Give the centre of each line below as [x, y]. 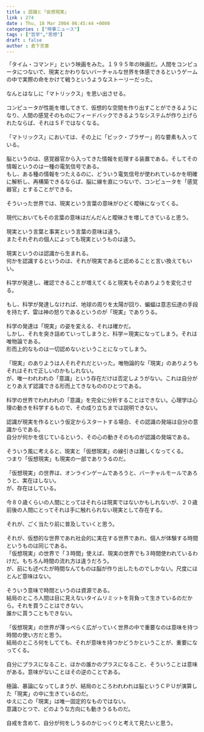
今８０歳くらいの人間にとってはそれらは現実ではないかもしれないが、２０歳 [102, 502]
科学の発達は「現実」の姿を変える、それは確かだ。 [70, 326]
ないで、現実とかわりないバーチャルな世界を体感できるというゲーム [112, 71]
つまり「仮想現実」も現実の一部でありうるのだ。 [68, 459]
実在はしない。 [41, 480]
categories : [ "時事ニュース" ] [43, 29]
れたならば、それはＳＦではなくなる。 [54, 123]
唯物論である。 [25, 341]
